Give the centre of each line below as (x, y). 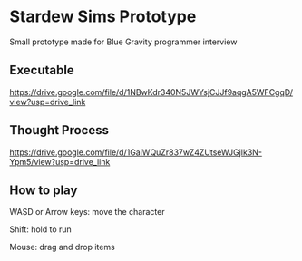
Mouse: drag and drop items (62, 247)
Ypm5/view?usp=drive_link (60, 161)
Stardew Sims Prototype (103, 17)
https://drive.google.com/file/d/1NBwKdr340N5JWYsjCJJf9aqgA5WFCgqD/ (151, 92)
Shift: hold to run (41, 229)
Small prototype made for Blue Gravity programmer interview (123, 42)
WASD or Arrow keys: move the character (87, 212)
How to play (44, 190)
